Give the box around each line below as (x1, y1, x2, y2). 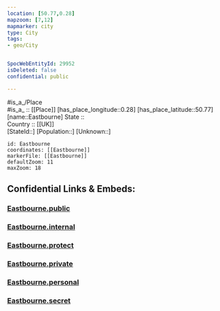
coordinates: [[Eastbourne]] (7, 146, 90, 153)
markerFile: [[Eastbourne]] (7, 152, 88, 159)
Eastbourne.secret (7, 296, 71, 306)
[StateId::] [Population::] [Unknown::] (7, 127, 111, 135)
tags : (7, 36, 23, 43)
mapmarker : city (7, 23, 53, 30)
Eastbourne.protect (7, 240, 74, 250)
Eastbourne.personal (7, 277, 80, 287)
